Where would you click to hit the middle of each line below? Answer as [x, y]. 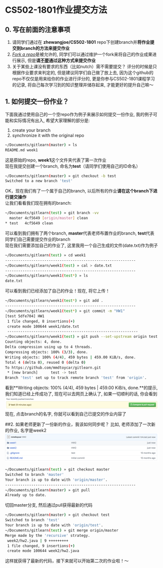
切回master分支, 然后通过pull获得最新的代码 [49, 505]
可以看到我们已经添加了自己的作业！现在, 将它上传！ [57, 291]
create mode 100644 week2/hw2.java [43, 551]
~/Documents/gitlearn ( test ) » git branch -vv [52, 213]
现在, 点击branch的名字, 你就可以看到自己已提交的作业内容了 [66, 414]
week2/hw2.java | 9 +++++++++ [38, 541]
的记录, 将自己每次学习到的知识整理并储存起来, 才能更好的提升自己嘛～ [83, 85]
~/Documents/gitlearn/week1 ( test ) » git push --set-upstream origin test [81, 337]
